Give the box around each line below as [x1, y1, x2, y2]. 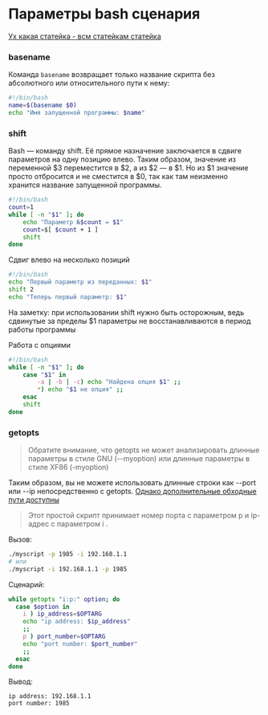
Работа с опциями [8, 340, 71, 349]
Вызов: [8, 535, 32, 545]
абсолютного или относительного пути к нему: [8, 78, 170, 88]
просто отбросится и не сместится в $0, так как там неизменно [8, 172, 229, 182]
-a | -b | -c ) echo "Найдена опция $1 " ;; [37, 378, 181, 386]
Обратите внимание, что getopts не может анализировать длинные [27, 445, 260, 455]
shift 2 [8, 286, 35, 294]
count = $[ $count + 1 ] [22, 226, 99, 234]
